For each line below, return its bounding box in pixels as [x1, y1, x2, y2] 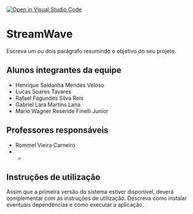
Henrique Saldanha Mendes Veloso [15, 81, 105, 89]
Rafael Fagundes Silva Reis [15, 94, 84, 101]
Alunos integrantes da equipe [6, 65, 122, 76]
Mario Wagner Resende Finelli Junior [15, 107, 108, 114]
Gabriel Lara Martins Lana [15, 101, 81, 108]
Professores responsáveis [6, 125, 108, 136]
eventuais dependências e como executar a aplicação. [6, 201, 144, 208]
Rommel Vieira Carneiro [15, 141, 75, 149]
